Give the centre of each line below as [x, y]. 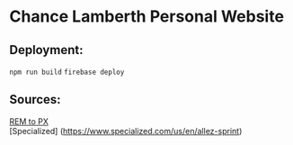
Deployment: [46, 50]
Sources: [35, 100]
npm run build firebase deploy [67, 72]
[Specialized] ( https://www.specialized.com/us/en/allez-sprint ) [126, 131]
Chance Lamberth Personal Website [147, 17]
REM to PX [29, 121]
